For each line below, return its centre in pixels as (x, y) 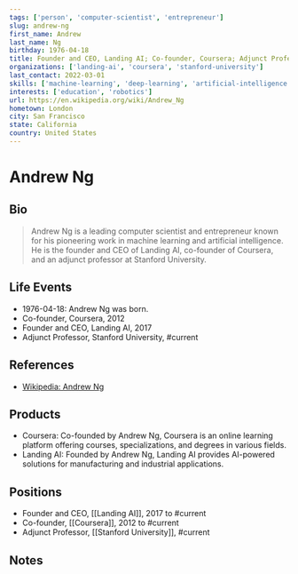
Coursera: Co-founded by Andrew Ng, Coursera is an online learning (147, 435)
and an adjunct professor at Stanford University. (118, 259)
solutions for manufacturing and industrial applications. (123, 464)
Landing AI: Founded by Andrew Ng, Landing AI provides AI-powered (148, 455)
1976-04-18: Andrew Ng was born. (85, 308)
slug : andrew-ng (39, 26)
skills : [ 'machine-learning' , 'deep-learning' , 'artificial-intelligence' (150, 84)
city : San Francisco (47, 116)
